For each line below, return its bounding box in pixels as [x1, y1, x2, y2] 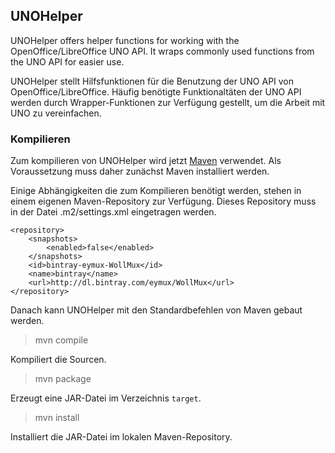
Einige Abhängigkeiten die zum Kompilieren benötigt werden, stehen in [10, 185, 302, 197]
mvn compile [34, 334, 89, 346]
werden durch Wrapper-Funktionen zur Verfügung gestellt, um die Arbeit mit [10, 96, 326, 108]
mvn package [34, 373, 92, 385]
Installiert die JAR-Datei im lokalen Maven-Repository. [10, 431, 233, 443]
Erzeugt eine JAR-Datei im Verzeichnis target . [10, 392, 202, 404]
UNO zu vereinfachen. [10, 107, 102, 119]
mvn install [34, 412, 80, 424]
